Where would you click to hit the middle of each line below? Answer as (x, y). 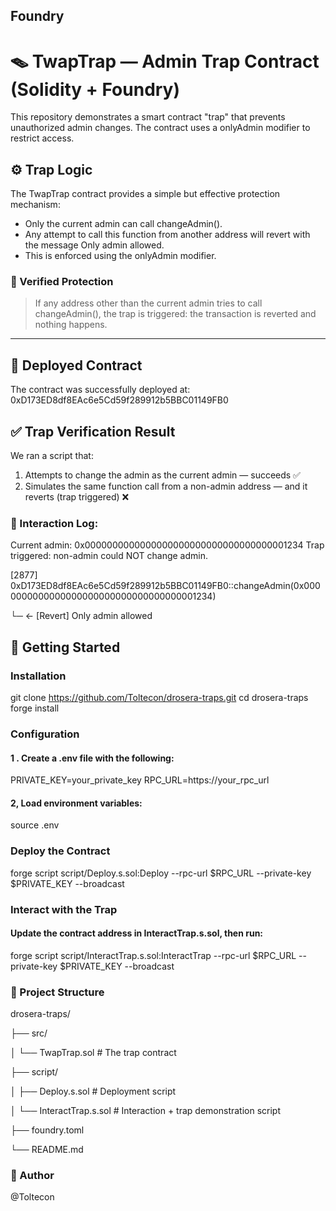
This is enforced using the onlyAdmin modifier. (120, 256)
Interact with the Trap (64, 909)
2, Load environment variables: (76, 803)
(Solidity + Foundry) (95, 89)
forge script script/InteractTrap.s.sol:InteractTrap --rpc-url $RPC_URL (153, 955)
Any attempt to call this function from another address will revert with (167, 235)
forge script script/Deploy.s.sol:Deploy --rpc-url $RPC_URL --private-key (161, 873)
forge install (35, 708)
